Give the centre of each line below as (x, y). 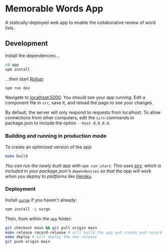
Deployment (20, 189)
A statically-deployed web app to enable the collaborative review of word (80, 22)
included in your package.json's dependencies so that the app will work (78, 171)
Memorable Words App (54, 9)
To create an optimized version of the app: (49, 147)
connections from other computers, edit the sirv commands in (70, 118)
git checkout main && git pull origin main (51, 228)
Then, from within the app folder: (38, 219)
